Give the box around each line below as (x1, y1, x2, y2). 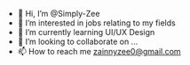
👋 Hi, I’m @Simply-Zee (17, 9, 100, 18)
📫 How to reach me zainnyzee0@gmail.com (17, 47, 181, 56)
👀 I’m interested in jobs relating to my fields (17, 18, 176, 28)
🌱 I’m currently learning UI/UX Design (17, 27, 155, 37)
